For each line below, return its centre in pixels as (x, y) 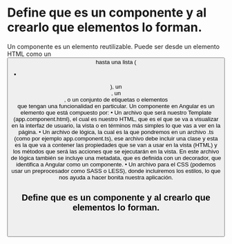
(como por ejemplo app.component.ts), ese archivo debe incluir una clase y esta (116, 139)
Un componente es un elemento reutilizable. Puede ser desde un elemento (113, 46)
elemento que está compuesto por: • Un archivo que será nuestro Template (116, 112)
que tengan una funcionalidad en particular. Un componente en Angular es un (116, 106)
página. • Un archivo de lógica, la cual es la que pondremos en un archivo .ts (116, 132)
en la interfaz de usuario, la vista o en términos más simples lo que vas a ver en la (116, 125)
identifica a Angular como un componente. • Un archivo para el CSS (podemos (116, 164)
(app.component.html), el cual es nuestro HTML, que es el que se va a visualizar (116, 119)
